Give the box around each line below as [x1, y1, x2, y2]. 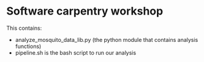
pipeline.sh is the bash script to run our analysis [15, 49, 137, 56]
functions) [15, 43, 42, 50]
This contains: [6, 24, 42, 32]
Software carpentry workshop [6, 4, 164, 18]
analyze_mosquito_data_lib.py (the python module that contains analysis [15, 36, 198, 43]
